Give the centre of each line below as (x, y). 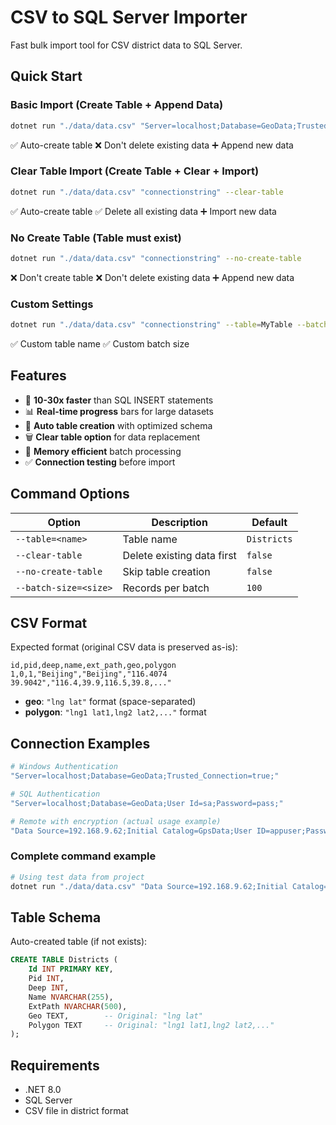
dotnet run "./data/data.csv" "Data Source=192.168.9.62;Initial (149, 886)
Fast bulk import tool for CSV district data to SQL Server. (126, 45)
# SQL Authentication (55, 794)
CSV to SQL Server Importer (129, 17)
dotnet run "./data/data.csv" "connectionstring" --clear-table (147, 192)
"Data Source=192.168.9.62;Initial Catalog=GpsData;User (131, 831)
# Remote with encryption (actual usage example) (116, 821)
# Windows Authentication (64, 767)
